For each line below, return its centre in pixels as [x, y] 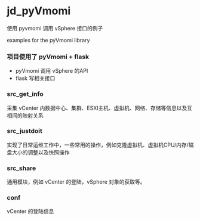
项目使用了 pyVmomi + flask [48, 57]
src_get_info [25, 94]
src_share [21, 168]
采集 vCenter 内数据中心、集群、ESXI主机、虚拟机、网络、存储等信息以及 [97, 108]
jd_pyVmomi [39, 11]
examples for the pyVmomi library [48, 40]
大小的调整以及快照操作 [41, 152]
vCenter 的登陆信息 [30, 211]
